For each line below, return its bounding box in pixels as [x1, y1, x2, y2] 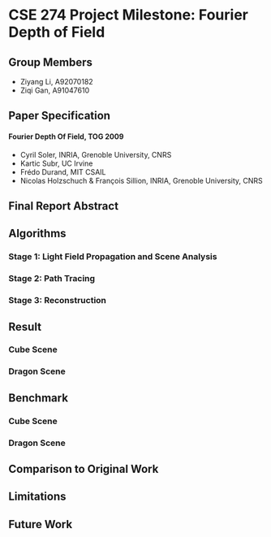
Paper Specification [8, 109, 111, 123]
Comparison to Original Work [8, 462, 159, 476]
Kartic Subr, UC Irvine [19, 158, 93, 168]
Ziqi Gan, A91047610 [19, 85, 90, 95]
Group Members [8, 55, 93, 69]
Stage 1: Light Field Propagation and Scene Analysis [8, 251, 217, 262]
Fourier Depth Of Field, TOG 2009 [8, 132, 124, 141]
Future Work [8, 518, 73, 531]
